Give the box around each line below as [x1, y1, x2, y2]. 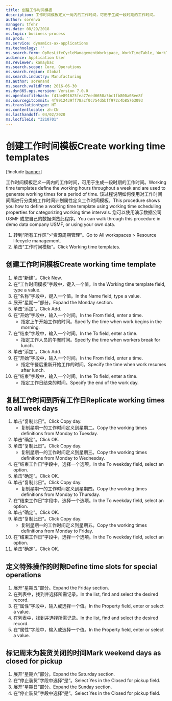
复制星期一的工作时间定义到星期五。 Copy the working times [20, 522, 148, 528]
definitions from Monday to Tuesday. [20, 431, 99, 437]
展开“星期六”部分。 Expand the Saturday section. [13, 671, 115, 677]
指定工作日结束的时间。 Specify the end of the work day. [20, 379, 139, 386]
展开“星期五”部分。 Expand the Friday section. [13, 585, 109, 591]
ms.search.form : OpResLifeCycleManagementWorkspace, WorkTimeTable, [6, 50, 155, 55]
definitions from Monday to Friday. [20, 528, 93, 534]
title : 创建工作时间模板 [6, 7, 53, 13]
